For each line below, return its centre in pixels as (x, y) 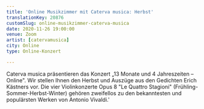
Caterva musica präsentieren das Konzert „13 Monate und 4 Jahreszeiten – (100, 74)
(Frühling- (186, 87)
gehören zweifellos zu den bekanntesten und (125, 93)
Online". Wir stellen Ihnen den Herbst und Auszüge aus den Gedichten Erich (101, 80)
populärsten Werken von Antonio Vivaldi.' (58, 99)
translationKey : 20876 (35, 18)
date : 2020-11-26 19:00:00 (40, 29)
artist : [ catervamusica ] (38, 40)
